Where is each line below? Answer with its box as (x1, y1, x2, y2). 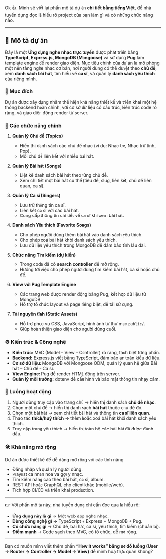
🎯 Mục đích (5, 88, 33, 95)
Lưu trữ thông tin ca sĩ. (19, 202, 66, 208)
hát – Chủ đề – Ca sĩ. (12, 365, 54, 371)
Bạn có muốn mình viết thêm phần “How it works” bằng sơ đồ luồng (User (5, 543, 158, 549)
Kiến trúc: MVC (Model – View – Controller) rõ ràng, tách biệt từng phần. (12, 349, 160, 355)
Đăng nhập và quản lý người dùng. (12, 466, 83, 472)
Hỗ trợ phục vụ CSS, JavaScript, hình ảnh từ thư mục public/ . (19, 321, 146, 327)
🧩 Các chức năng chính (5, 122, 62, 129)
